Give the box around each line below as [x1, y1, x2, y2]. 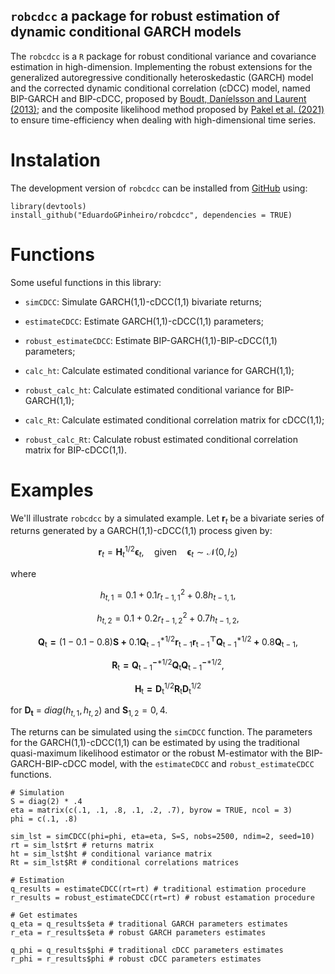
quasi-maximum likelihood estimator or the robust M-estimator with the [10, 747, 304, 759]
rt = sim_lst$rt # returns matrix [10, 840, 155, 850]
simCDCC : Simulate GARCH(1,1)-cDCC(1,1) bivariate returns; [24, 295, 263, 308]
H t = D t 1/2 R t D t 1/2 [134, 680, 202, 697]
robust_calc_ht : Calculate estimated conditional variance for [24, 384, 275, 396]
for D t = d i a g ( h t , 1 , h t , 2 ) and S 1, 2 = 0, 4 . [10, 704, 168, 718]
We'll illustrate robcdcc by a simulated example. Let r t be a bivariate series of [10, 512, 325, 526]
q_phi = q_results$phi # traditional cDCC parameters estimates [10, 945, 284, 955]
